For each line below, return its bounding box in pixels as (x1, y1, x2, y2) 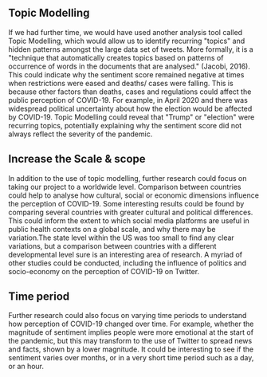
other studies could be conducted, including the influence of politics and (8, 258, 247, 268)
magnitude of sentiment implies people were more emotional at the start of (8, 328, 253, 337)
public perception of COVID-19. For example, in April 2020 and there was (8, 95, 249, 104)
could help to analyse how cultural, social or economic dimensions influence (8, 190, 259, 200)
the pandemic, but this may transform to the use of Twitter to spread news (8, 336, 253, 346)
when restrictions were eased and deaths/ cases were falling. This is (8, 78, 234, 88)
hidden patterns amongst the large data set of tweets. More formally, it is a (8, 44, 253, 54)
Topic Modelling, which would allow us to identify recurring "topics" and (8, 36, 245, 45)
